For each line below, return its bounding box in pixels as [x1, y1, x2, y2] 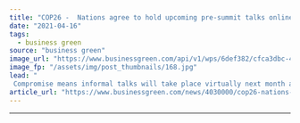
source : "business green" [9, 46, 105, 55]
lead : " [9, 71, 38, 80]
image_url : [9, 54, 50, 63]
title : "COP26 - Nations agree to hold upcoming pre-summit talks [9, 12, 266, 22]
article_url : [9, 87, 58, 96]
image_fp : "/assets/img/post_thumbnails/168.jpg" [9, 63, 198, 72]
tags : [9, 29, 29, 38]
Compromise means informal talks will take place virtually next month [12, 79, 286, 88]
